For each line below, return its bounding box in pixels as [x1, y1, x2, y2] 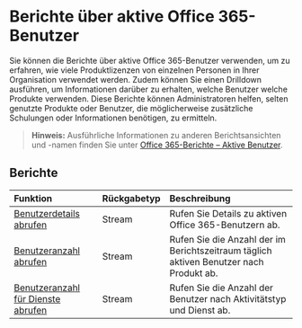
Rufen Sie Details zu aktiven [169, 207, 288, 219]
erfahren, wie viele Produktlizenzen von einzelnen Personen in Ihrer [9, 65, 260, 75]
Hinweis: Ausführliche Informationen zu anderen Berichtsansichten [31, 129, 281, 140]
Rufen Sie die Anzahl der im [169, 233, 286, 245]
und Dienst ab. [169, 304, 231, 316]
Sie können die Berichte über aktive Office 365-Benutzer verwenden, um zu [9, 55, 290, 66]
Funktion [13, 191, 53, 204]
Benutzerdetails [13, 207, 81, 219]
